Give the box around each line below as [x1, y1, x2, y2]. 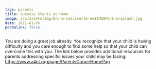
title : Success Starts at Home [5, 12, 69, 16]
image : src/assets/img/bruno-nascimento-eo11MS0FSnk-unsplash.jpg [5, 16, 142, 21]
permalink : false [5, 25, 40, 30]
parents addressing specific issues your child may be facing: [5, 54, 127, 59]
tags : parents [5, 7, 34, 12]
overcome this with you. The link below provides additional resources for [5, 49, 151, 55]
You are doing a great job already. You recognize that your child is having [5, 38, 152, 44]
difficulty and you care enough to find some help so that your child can [5, 43, 147, 49]
